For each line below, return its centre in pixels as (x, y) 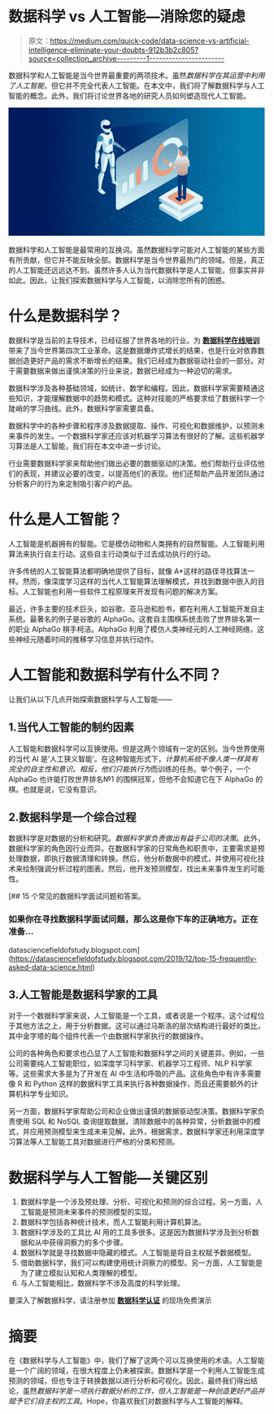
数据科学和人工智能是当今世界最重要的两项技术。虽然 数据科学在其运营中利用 (137, 75)
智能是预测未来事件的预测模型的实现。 (91, 1212)
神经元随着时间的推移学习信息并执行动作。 (87, 639)
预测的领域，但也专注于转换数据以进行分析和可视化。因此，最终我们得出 (129, 1381)
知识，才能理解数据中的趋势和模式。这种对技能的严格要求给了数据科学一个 (140, 398)
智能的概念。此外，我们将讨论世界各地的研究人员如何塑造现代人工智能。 (129, 95)
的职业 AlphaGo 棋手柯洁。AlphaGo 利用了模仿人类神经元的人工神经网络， (133, 629)
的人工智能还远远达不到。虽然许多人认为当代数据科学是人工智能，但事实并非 (137, 270)
